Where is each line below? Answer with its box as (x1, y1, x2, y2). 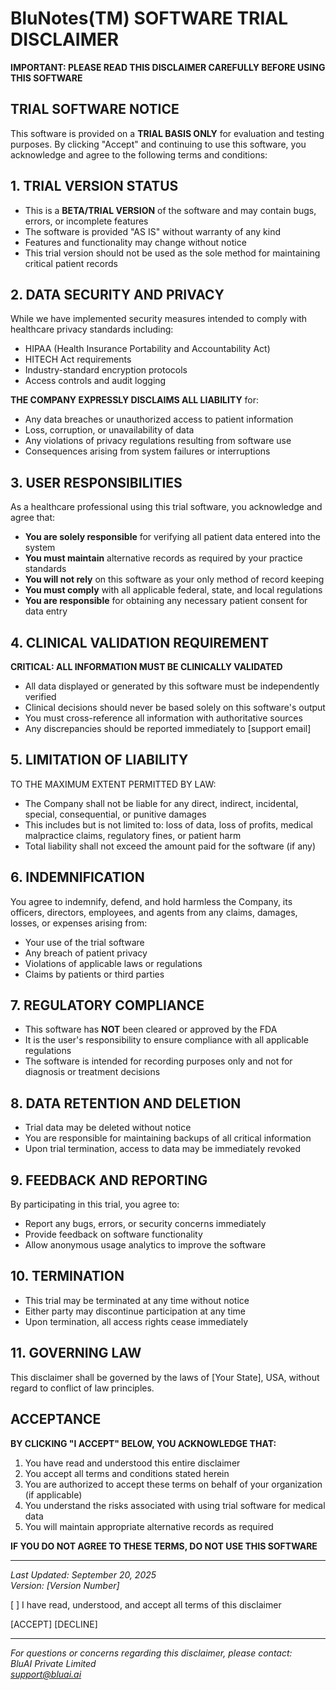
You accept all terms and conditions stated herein (24, 1467, 230, 1479)
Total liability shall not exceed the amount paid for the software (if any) (24, 840, 317, 852)
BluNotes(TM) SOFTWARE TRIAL (10, 7, 289, 30)
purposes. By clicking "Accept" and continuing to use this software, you (10, 138, 307, 150)
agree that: (10, 512, 56, 524)
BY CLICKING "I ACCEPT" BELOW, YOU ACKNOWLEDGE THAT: (10, 1437, 277, 1449)
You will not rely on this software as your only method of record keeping (24, 573, 325, 586)
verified (24, 691, 57, 702)
